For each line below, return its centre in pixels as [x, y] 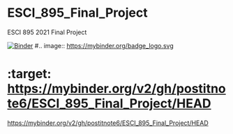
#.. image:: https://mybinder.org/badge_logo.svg [104, 45]
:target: [29, 74]
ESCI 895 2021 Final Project [47, 32]
